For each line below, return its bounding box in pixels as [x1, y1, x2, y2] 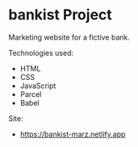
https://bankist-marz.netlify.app [19, 129, 126, 139]
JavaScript [19, 81, 56, 90]
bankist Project [8, 6, 113, 24]
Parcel [19, 89, 42, 99]
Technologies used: [8, 48, 74, 57]
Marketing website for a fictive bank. [8, 32, 131, 42]
